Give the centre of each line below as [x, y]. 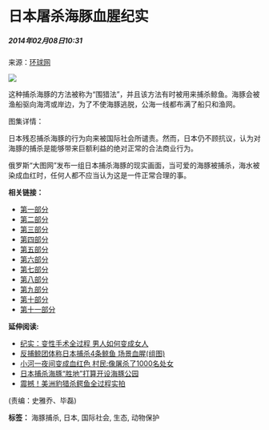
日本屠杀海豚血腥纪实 [79, 16]
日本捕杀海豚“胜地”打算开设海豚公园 [79, 374]
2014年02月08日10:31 [45, 40]
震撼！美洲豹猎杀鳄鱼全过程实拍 [72, 384]
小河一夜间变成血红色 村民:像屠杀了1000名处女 [96, 364]
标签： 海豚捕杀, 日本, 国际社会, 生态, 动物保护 [84, 418]
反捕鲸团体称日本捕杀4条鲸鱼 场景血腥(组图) [92, 354]
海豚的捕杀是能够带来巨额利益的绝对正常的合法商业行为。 [103, 148]
